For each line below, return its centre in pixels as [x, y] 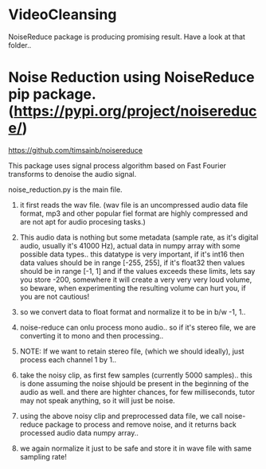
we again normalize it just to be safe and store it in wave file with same [136, 448]
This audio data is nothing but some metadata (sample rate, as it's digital [139, 237]
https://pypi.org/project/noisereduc [135, 111]
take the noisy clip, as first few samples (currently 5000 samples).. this [136, 375]
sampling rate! [43, 456]
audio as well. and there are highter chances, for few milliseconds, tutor [137, 392]
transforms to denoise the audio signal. [72, 174]
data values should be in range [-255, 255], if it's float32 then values [132, 262]
